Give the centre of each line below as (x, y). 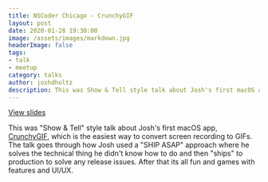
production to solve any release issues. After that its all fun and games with (132, 162)
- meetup (23, 68)
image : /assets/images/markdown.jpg (69, 38)
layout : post (30, 23)
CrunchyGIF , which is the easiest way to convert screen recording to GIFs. (130, 136)
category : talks (35, 75)
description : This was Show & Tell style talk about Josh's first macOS (132, 90)
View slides (27, 113)
